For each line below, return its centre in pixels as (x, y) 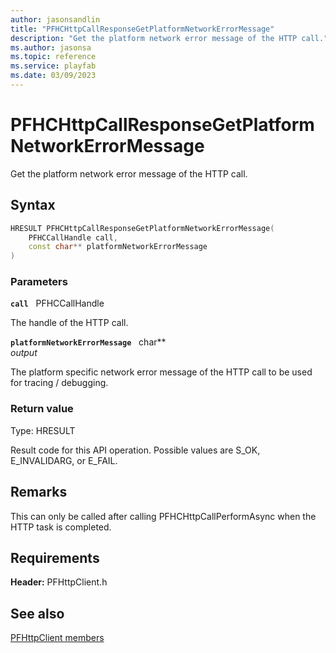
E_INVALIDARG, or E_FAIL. (64, 460)
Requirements (55, 557)
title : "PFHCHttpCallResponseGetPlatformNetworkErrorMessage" (142, 29)
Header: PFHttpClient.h (59, 582)
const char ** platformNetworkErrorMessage (118, 247)
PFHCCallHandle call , (73, 237)
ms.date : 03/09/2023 (53, 76)
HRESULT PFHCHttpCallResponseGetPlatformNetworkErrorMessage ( (142, 228)
